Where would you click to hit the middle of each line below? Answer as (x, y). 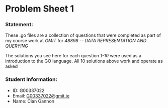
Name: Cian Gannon (33, 101)
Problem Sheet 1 (40, 9)
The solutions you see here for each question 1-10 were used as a (73, 56)
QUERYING (17, 46)
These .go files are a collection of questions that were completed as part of (83, 35)
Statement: (19, 25)
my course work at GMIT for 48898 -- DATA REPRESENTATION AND (76, 41)
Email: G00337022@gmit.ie (41, 95)
